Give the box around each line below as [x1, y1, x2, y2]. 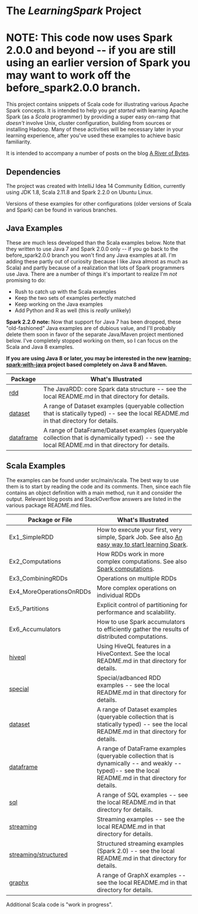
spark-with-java [6, 361, 47, 368]
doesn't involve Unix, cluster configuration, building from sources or [6, 120, 171, 127]
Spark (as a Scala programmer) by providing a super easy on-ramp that [6, 113, 180, 120]
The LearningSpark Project [6, 4, 141, 18]
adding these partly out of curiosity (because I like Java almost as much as [6, 258, 189, 265]
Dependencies [6, 167, 61, 177]
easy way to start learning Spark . [97, 540, 189, 549]
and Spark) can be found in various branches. [6, 206, 118, 213]
